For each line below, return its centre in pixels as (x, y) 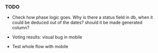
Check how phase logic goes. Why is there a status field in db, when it (82, 18)
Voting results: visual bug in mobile (47, 37)
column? (21, 28)
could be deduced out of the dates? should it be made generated (77, 22)
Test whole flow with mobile (40, 47)
